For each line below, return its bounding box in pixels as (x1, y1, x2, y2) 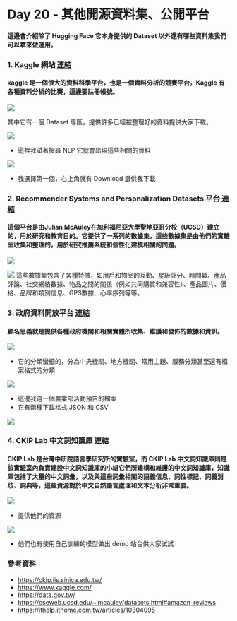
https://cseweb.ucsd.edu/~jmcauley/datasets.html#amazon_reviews (17, 598, 217, 606)
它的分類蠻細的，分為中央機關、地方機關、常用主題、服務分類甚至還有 (17, 357, 222, 366)
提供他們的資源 (17, 511, 61, 520)
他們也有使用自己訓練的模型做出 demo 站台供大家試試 (17, 540, 174, 548)
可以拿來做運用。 (7, 40, 57, 49)
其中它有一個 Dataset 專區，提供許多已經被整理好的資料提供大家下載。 (7, 117, 213, 126)
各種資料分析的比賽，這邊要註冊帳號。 (7, 88, 119, 96)
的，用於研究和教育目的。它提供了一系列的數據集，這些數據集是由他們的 (7, 232, 217, 240)
